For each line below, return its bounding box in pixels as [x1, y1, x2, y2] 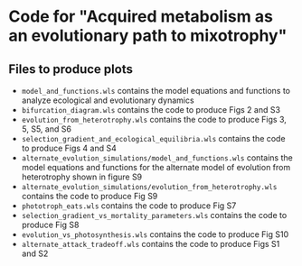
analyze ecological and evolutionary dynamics [21, 95, 195, 105]
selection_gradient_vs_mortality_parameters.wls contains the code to [21, 210, 288, 220]
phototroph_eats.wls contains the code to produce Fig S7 [21, 200, 237, 211]
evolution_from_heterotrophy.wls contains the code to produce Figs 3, [21, 115, 287, 124]
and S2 [21, 248, 49, 259]
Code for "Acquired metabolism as [8, 6, 273, 27]
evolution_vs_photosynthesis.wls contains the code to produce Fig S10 [21, 229, 289, 240]
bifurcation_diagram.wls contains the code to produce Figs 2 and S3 [21, 105, 281, 115]
